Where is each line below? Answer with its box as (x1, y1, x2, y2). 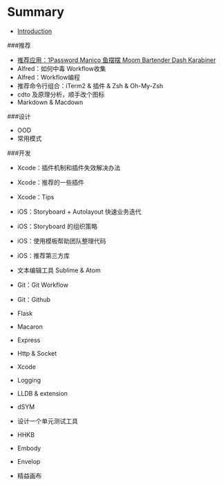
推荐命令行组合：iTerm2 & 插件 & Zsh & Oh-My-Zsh (17, 81, 164, 90)
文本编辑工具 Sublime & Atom (17, 266, 101, 274)
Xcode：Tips (17, 192, 55, 201)
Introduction (17, 27, 52, 35)
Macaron (17, 322, 43, 331)
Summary (7, 4, 64, 20)
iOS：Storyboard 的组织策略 (17, 222, 98, 230)
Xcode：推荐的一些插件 (17, 178, 85, 186)
